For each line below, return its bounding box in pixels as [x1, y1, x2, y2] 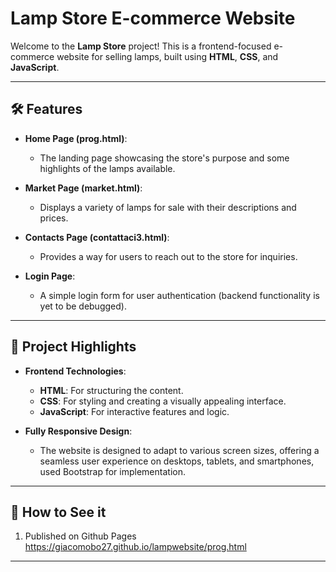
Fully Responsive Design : [24, 425, 133, 437]
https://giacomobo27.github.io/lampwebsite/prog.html [24, 541, 247, 553]
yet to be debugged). [39, 300, 127, 312]
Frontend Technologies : [24, 365, 127, 377]
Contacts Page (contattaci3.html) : [24, 231, 170, 243]
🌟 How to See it [10, 503, 107, 521]
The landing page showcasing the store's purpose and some [39, 152, 290, 164]
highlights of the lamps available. [39, 162, 176, 174]
